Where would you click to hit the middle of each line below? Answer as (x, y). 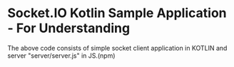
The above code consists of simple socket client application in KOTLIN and (117, 48)
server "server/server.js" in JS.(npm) (61, 56)
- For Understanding (69, 28)
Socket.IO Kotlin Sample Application (117, 13)
